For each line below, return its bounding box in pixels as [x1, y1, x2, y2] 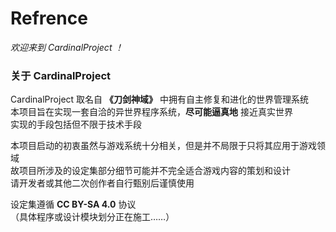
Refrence [10, 7, 88, 30]
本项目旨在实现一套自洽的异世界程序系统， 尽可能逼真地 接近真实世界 [10, 106, 293, 118]
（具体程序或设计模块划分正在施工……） [10, 211, 175, 223]
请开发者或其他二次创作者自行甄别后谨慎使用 [10, 177, 195, 189]
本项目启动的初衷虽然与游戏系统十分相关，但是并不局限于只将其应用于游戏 [10, 140, 317, 152]
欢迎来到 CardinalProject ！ [10, 41, 124, 53]
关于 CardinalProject [10, 68, 112, 82]
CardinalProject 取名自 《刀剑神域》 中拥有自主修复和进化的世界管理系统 [10, 93, 309, 106]
